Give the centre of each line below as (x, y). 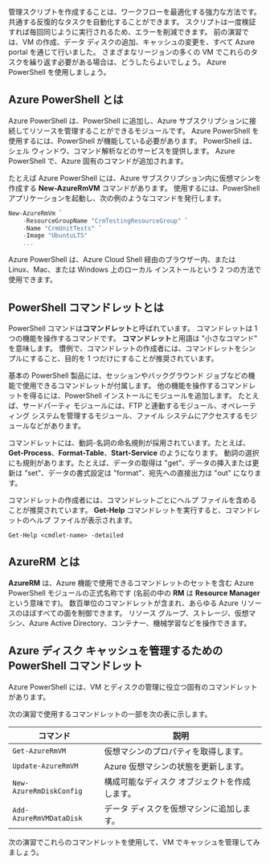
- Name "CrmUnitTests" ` (63, 228)
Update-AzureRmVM (45, 766)
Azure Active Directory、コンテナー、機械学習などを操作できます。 (140, 623)
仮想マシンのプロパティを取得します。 (176, 751)
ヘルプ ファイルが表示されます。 (83, 520)
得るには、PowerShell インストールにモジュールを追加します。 (133, 395)
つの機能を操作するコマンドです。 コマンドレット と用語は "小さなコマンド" (133, 338)
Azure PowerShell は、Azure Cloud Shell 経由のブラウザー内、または (122, 260)
